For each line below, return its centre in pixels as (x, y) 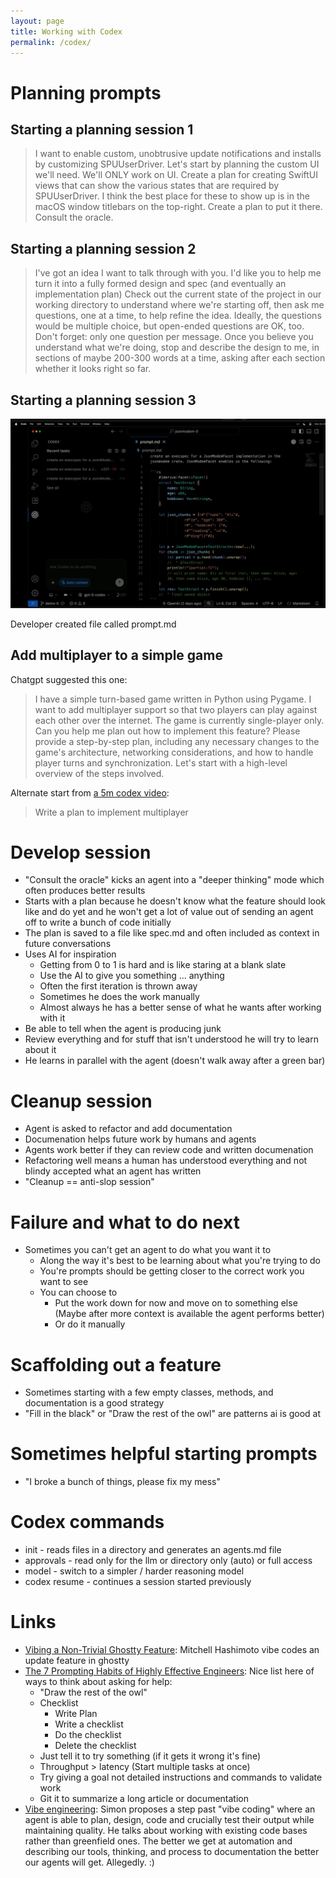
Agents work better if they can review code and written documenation (169, 1150)
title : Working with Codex (66, 31)
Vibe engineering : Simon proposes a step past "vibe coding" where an (170, 1809)
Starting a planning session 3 (103, 400)
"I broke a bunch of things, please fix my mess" (122, 1482)
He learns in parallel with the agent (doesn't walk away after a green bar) (175, 1061)
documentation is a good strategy (94, 1403)
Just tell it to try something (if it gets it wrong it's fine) (150, 1756)
